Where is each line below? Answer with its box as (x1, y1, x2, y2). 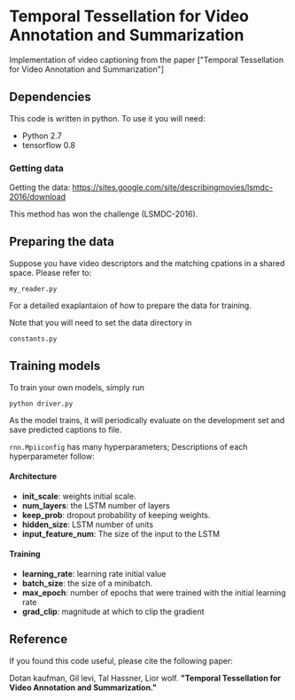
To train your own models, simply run (9, 381, 144, 392)
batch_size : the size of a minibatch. (21, 578, 153, 589)
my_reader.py (9, 284, 58, 294)
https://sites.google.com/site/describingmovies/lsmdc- (72, 182, 273, 193)
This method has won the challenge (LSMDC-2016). (9, 208, 198, 219)
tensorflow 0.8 (21, 139, 75, 150)
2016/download (9, 192, 66, 202)
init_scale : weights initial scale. (21, 491, 136, 501)
